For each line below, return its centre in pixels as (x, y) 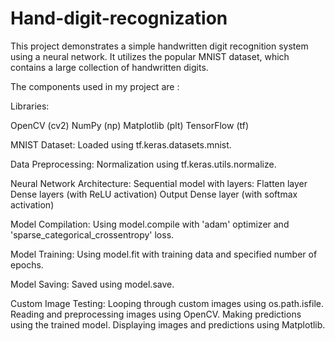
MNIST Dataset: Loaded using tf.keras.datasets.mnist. (121, 144)
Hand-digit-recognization (119, 18)
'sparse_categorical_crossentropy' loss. (92, 234)
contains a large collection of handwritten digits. (109, 67)
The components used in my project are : (95, 86)
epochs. (27, 264)
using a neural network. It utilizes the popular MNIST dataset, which (150, 56)
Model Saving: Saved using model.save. (92, 284)
